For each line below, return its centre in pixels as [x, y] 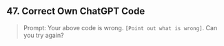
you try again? [44, 35]
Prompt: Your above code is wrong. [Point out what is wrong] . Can [120, 27]
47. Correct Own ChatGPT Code [76, 11]
